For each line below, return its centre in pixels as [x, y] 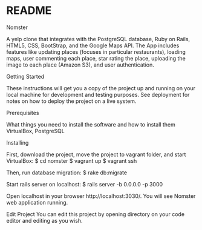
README [29, 11]
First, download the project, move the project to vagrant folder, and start [96, 154]
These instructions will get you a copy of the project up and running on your [101, 88]
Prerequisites [23, 113]
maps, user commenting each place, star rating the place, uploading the [96, 58]
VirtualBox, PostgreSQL [35, 131]
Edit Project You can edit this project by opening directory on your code [96, 214]
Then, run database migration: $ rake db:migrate [67, 172]
